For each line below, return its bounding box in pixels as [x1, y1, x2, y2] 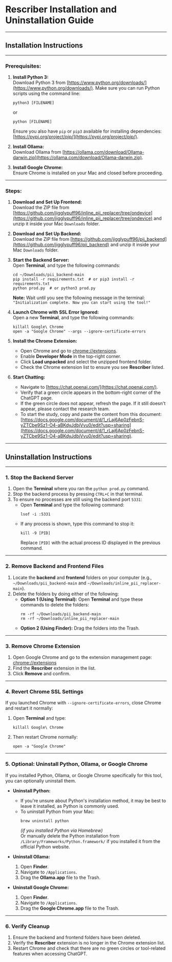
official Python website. [20, 844, 70, 850]
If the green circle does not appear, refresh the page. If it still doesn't [20, 401, 166, 407]
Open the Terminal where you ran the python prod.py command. [12, 486, 149, 492]
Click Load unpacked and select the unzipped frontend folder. [20, 359, 152, 365]
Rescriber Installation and [5, 4, 117, 15]
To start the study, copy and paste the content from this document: [20, 411, 162, 417]
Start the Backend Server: [12, 257, 70, 263]
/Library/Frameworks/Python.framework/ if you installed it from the [20, 838, 160, 844]
